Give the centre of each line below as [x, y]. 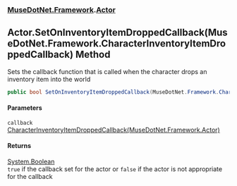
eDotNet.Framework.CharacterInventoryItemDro [117, 44]
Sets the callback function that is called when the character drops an [107, 71]
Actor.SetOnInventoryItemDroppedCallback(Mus [117, 33]
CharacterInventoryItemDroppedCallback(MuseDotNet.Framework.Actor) [114, 130]
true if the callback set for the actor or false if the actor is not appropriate [115, 169]
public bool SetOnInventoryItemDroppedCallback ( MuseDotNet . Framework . [113, 92]
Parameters [25, 108]
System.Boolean [31, 162]
